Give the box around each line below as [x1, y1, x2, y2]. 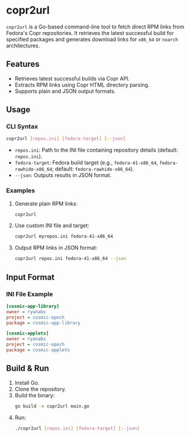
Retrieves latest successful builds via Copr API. [14, 75, 130, 82]
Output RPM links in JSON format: [14, 244, 98, 252]
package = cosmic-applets [6, 347, 70, 353]
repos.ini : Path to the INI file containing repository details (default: [14, 146, 179, 154]
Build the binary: [14, 391, 55, 399]
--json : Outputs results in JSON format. [14, 172, 112, 179]
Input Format [6, 272, 55, 282]
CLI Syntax [6, 123, 38, 131]
